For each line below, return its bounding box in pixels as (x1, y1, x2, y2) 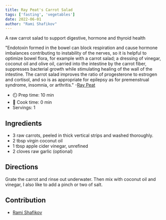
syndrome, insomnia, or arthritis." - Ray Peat (5, 82, 95, 88)
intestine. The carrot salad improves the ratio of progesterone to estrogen (5, 71, 157, 78)
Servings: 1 (12, 105, 36, 111)
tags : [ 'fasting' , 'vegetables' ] (5, 12, 75, 17)
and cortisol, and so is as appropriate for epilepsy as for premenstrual (5, 77, 149, 83)
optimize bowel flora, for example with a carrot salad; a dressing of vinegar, (5, 56, 161, 62)
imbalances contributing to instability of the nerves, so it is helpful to (5, 50, 147, 56)
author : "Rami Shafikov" (5, 21, 57, 27)
